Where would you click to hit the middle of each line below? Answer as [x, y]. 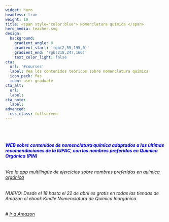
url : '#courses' [27, 67]
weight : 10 [17, 19]
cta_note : [16, 100]
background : [23, 39]
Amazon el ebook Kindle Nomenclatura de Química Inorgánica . [72, 198]
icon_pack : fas [26, 76]
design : [13, 34]
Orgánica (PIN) [21, 156]
